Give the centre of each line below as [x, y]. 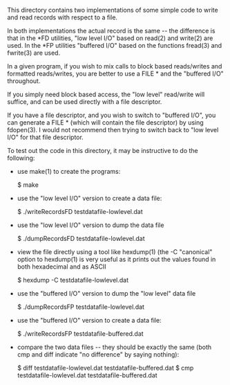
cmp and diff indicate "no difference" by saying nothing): [98, 355]
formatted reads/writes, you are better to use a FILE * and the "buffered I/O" [116, 73]
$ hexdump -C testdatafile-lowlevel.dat [73, 280]
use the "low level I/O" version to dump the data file [90, 225]
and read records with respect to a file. [63, 17]
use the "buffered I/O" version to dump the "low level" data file [106, 293]
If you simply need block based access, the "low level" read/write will [106, 94]
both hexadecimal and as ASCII [61, 267]
